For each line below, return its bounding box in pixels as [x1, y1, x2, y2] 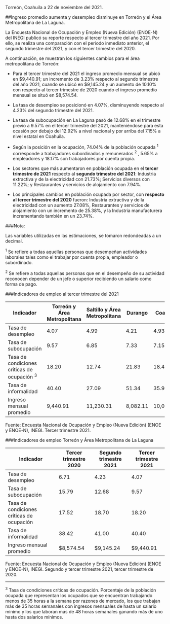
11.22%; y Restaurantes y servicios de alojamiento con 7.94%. [12, 182, 142, 188]
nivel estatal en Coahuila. [12, 133, 65, 139]
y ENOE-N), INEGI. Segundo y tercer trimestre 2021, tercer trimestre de [5, 566, 153, 572]
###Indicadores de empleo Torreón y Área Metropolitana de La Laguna [5, 437, 154, 443]
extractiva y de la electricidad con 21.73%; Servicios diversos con [12, 176, 150, 182]
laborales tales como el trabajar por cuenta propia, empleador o [5, 254, 138, 260]
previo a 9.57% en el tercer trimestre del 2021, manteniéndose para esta [12, 123, 163, 128]
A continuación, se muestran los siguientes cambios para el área [5, 55, 140, 61]
